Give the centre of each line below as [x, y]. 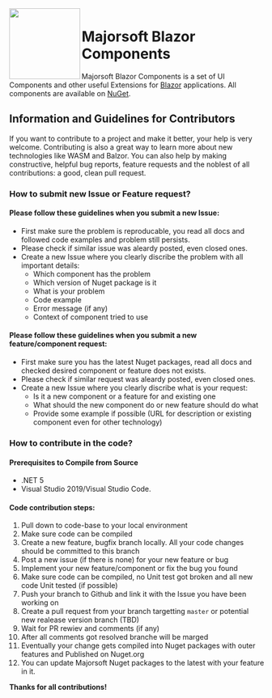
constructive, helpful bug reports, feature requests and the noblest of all [130, 164]
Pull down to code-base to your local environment [104, 526]
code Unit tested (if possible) [69, 586]
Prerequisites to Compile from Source [74, 462]
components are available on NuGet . [70, 93]
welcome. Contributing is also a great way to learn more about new [121, 147]
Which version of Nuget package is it [95, 282]
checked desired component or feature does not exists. [113, 370]
